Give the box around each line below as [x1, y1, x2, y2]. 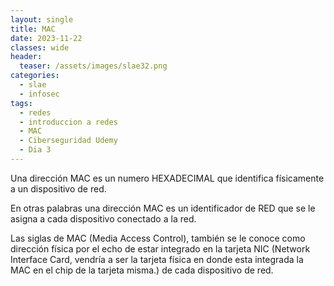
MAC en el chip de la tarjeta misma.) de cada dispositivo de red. [10, 264, 274, 276]
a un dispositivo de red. [10, 182, 107, 195]
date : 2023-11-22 [10, 33, 83, 43]
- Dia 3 [19, 145, 52, 155]
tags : [10, 98, 33, 108]
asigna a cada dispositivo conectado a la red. [10, 212, 197, 225]
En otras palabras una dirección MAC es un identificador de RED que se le [10, 202, 316, 214]
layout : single [10, 14, 74, 25]
